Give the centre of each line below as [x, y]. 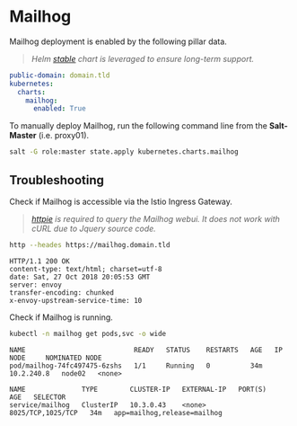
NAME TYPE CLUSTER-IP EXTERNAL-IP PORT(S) [138, 389]
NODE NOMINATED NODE [56, 358]
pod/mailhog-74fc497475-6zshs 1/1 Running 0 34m [136, 366]
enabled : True [60, 109]
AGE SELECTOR [38, 397]
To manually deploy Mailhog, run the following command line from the [138, 126]
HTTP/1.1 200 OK [39, 261]
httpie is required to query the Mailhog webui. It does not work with [156, 219]
